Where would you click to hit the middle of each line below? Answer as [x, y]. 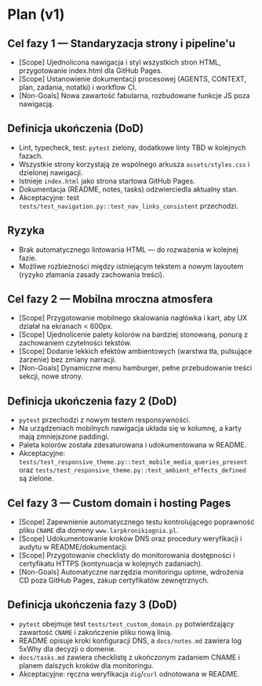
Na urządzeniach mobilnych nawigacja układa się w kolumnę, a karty [130, 429]
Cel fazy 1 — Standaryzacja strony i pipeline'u [122, 44]
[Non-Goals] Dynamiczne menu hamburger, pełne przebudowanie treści [135, 368]
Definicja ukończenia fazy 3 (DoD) [92, 605]
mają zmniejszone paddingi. [64, 436]
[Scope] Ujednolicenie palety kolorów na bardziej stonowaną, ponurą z [133, 334]
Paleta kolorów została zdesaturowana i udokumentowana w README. [133, 445]
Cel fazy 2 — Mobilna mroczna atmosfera [110, 299]
